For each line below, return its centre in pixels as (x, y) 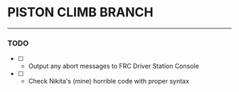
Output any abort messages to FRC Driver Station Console (113, 66)
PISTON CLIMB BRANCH (80, 12)
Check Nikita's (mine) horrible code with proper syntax (109, 81)
